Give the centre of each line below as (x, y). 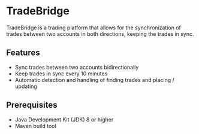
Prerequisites (32, 105)
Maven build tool (35, 126)
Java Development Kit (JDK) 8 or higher (64, 119)
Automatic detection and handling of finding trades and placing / (95, 80)
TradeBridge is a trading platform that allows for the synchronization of (94, 28)
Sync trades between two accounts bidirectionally (77, 67)
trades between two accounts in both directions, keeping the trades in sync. (100, 33)
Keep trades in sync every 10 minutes (61, 74)
